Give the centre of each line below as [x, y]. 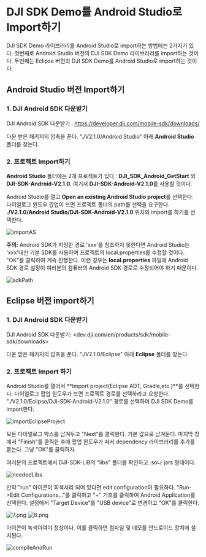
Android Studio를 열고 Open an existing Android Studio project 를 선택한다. [100, 197]
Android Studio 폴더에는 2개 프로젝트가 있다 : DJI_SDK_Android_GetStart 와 [101, 176]
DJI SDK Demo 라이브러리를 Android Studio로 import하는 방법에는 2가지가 [97, 45]
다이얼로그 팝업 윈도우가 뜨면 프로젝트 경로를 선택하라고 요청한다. [92, 394]
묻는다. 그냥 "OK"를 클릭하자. [41, 449]
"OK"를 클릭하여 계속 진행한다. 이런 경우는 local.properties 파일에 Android [97, 260]
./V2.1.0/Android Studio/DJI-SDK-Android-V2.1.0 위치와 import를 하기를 [97, 212]
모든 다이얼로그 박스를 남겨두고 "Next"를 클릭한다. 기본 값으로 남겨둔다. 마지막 [100, 434]
